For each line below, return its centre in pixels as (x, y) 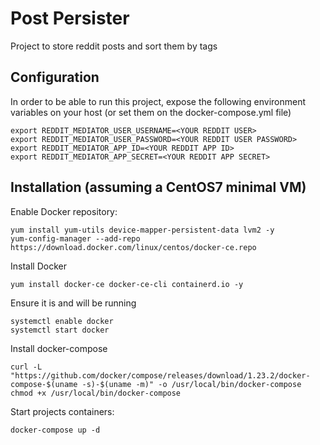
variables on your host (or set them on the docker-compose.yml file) (151, 112)
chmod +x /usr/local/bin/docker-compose (96, 393)
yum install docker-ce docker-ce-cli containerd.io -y (127, 284)
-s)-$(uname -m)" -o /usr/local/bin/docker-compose (191, 384)
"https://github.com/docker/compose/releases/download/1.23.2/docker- (160, 375)
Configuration (55, 77)
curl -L (26, 367)
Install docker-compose (59, 348)
